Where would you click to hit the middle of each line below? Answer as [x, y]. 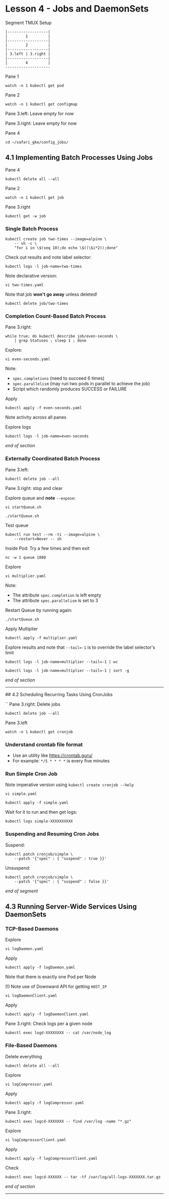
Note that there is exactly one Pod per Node [51, 977]
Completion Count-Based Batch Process [56, 316]
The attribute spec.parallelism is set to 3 [55, 600]
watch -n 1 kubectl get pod [35, 85]
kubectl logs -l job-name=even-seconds [47, 436]
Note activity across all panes [36, 417]
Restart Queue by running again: [39, 610]
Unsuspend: [18, 868]
